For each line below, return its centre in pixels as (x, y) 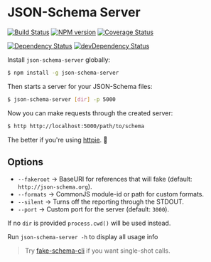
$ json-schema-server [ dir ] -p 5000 (61, 99)
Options (26, 162)
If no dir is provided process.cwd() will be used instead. (89, 223)
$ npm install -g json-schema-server (63, 73)
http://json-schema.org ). (55, 187)
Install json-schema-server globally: (59, 59)
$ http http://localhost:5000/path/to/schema (76, 126)
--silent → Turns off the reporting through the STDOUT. (101, 202)
